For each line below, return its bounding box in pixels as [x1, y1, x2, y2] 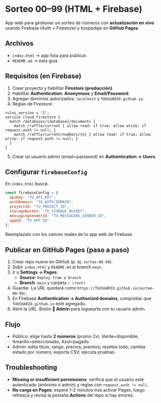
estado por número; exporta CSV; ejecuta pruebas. [12, 349, 116, 355]
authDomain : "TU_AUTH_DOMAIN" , [9, 200, 74, 205]
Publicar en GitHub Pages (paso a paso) [5, 246, 129, 254]
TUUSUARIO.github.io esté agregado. [12, 301, 86, 307]
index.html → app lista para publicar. [12, 52, 88, 58]
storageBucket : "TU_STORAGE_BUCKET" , [9, 209, 87, 214]
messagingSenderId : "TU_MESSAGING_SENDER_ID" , [9, 213, 107, 218]
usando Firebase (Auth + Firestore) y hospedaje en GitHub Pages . [5, 25, 139, 31]
